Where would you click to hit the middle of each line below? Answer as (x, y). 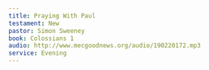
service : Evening (38, 53)
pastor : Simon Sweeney (47, 31)
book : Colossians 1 (41, 38)
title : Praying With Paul (52, 16)
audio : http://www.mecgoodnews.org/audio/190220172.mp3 (104, 46)
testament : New (34, 23)
